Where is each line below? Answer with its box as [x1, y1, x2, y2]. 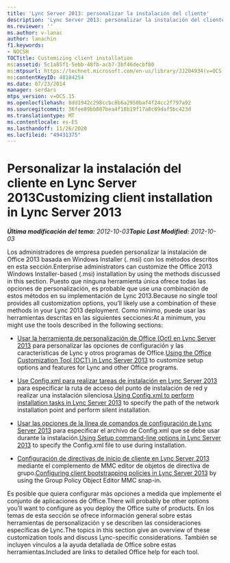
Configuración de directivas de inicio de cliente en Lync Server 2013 [16, 455, 210, 463]
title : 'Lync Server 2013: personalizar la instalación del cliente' [7, 10, 210, 17]
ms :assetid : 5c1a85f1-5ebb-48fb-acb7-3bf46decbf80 [7, 61, 155, 68]
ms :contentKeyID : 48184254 [7, 73, 84, 81]
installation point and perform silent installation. [16, 406, 151, 414]
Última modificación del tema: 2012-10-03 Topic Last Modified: [7, 227, 190, 235]
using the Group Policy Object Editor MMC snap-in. [16, 476, 162, 485]
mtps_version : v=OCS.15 [7, 93, 75, 100]
